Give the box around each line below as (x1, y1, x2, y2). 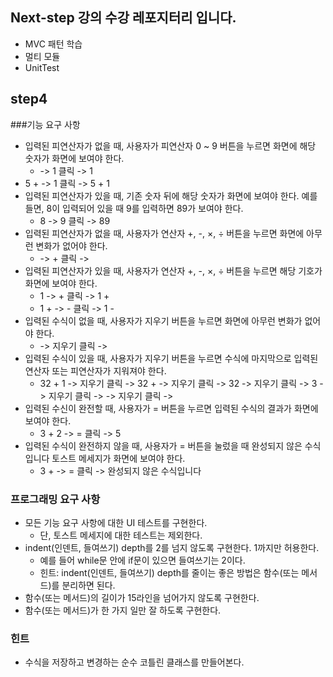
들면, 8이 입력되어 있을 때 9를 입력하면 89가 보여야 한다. (24, 202, 244, 214)
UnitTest (24, 61, 60, 73)
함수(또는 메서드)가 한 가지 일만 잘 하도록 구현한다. (24, 604, 222, 616)
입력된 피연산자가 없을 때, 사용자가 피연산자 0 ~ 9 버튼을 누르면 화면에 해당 (24, 139, 317, 152)
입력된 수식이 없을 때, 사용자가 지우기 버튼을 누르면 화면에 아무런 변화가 (24, 314, 303, 327)
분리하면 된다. (61, 579, 116, 591)
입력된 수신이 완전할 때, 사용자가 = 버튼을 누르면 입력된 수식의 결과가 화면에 (24, 402, 319, 414)
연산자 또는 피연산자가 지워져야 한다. (24, 364, 167, 377)
